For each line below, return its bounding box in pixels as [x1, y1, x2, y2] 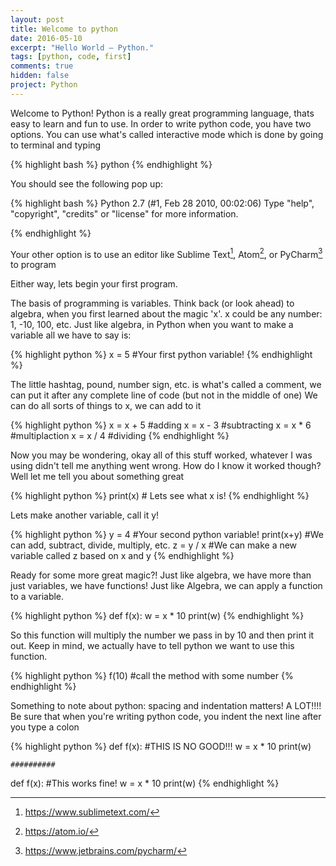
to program [10, 259, 57, 271]
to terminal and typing [10, 139, 102, 151]
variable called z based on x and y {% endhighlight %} [10, 550, 235, 562]
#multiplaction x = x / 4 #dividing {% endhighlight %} [10, 430, 230, 442]
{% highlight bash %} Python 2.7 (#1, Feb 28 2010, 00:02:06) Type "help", [10, 197, 315, 209]
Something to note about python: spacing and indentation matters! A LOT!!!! [10, 700, 322, 712]
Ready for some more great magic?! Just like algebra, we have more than [10, 569, 312, 581]
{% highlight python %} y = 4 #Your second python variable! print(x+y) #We [10, 529, 324, 541]
